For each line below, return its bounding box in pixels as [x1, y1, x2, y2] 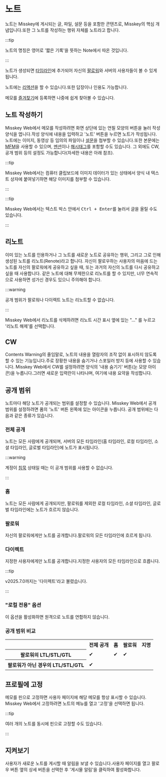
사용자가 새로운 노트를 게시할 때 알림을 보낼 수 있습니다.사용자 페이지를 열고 [5, 761, 151, 767]
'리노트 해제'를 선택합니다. [5, 323, 55, 329]
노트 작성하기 [5, 111, 43, 119]
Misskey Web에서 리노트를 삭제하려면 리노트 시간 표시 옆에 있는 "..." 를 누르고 [5, 317, 156, 323]
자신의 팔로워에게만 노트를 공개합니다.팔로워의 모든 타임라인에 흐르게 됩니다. [5, 532, 152, 538]
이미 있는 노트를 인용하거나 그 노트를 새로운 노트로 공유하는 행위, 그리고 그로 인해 [5, 252, 161, 258]
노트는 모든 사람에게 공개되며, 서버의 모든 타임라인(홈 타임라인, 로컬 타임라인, [5, 438, 154, 444]
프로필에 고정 [5, 680, 43, 689]
